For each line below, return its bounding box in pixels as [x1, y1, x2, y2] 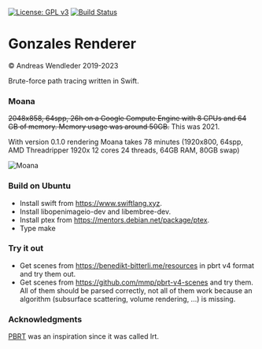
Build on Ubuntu [8, 181, 71, 192]
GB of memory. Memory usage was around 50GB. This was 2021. [8, 122, 220, 131]
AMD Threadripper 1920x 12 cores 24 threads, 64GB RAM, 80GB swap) [8, 145, 240, 155]
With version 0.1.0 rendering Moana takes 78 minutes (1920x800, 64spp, [8, 138, 244, 147]
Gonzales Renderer [8, 35, 136, 53]
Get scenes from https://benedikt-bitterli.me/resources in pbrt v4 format [19, 260, 254, 270]
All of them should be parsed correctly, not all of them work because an [19, 285, 253, 295]
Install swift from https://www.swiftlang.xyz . [19, 198, 163, 208]
